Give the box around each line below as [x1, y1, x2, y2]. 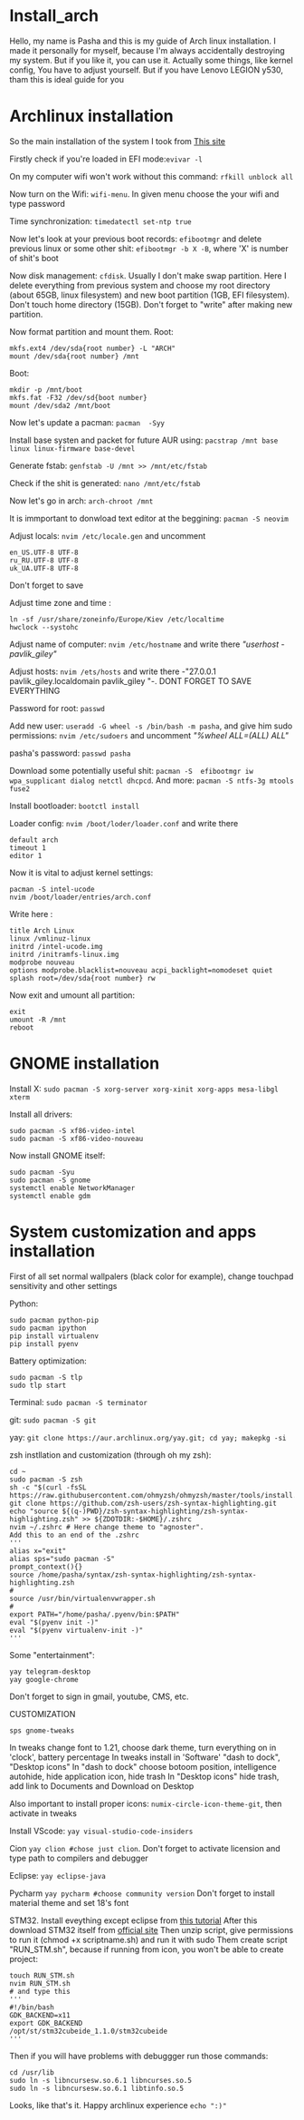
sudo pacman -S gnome [9, 1176, 91, 1185]
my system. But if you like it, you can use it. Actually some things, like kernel [9, 54, 294, 65]
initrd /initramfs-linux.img [9, 950, 119, 959]
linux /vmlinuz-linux [9, 933, 91, 943]
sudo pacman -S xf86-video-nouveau [9, 1134, 144, 1143]
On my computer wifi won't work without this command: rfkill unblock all [9, 171, 294, 181]
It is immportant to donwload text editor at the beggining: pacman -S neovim [9, 513, 290, 523]
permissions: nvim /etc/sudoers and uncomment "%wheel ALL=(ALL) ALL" [9, 729, 290, 740]
